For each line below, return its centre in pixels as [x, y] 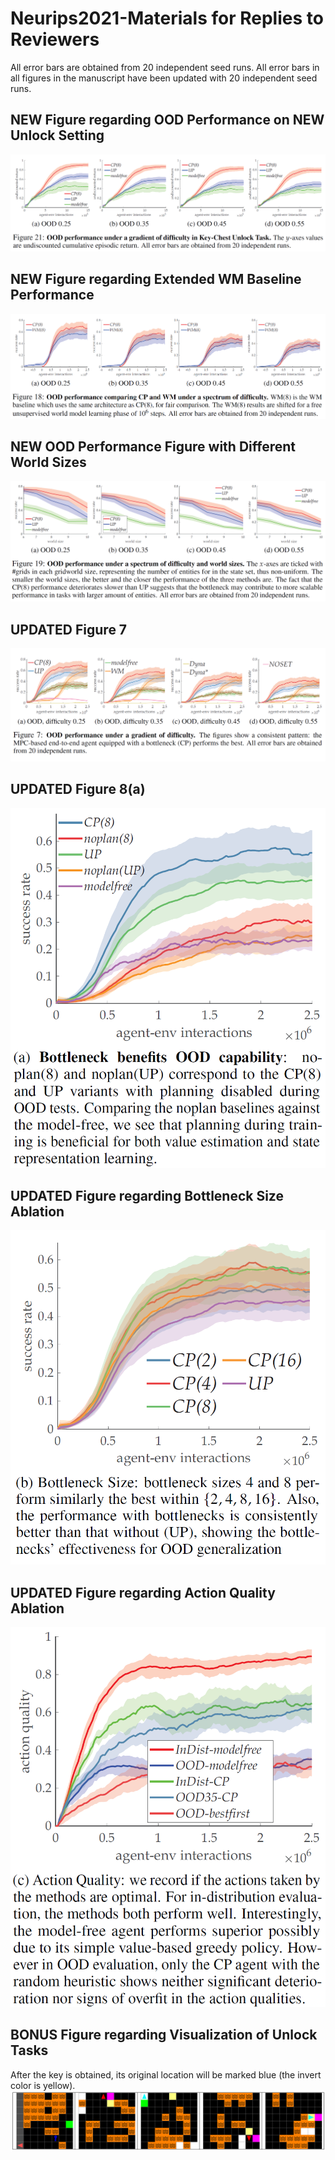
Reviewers [55, 39]
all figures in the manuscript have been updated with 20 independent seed [164, 78]
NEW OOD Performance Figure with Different [153, 446]
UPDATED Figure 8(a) [78, 789]
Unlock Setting [57, 135]
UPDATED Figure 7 [69, 629]
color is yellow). [43, 2085]
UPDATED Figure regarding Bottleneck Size [147, 1195]
